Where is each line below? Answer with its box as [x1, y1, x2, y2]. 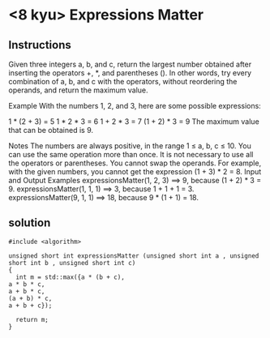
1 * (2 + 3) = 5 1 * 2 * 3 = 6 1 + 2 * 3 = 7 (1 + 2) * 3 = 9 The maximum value [8, 117, 259, 126]
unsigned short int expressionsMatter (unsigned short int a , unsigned [8, 251, 259, 260]
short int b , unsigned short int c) [8, 259, 136, 267]
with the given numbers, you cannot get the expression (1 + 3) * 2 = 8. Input [8, 167, 262, 176]
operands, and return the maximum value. [8, 85, 148, 95]
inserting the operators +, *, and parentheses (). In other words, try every [8, 68, 252, 78]
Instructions [8, 38, 71, 52]
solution [8, 216, 51, 230]
